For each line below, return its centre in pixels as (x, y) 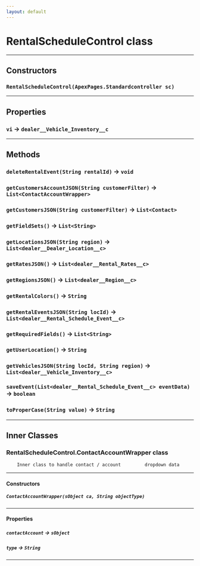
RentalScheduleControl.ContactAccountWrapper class (87, 453)
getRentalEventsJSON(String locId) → (61, 312)
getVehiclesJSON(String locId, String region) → (78, 366)
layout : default (26, 12)
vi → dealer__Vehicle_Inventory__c (57, 129)
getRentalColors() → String (46, 296)
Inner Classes (32, 436)
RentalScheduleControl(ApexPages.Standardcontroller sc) (90, 87)
